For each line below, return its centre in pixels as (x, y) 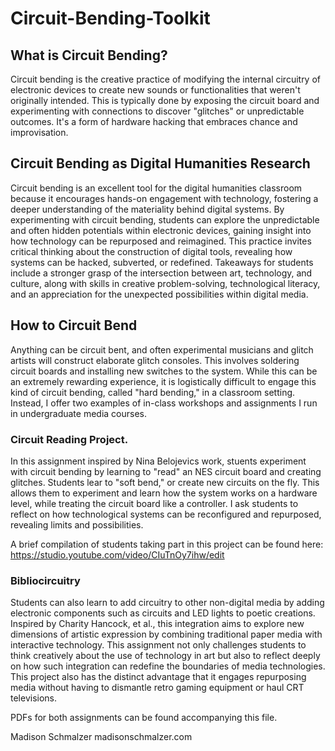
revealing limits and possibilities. (77, 524)
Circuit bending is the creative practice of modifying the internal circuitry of (166, 79)
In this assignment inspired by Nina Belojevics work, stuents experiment (158, 461)
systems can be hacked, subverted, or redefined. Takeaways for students (162, 262)
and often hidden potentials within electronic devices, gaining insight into (161, 230)
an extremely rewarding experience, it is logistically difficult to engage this (163, 381)
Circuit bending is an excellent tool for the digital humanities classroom (156, 188)
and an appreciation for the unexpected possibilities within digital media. (159, 294)
